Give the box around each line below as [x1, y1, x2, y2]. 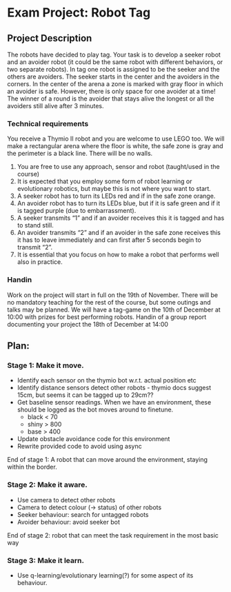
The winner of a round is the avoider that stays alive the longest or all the [7, 94, 214, 103]
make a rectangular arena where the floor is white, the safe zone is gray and [7, 142, 223, 150]
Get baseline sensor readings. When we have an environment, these [17, 398, 212, 407]
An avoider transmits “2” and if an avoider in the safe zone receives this [17, 229, 221, 237]
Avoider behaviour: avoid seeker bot [17, 518, 121, 526]
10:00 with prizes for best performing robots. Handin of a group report [7, 312, 207, 321]
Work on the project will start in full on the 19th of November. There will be [7, 291, 219, 299]
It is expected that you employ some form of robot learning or [17, 177, 192, 185]
